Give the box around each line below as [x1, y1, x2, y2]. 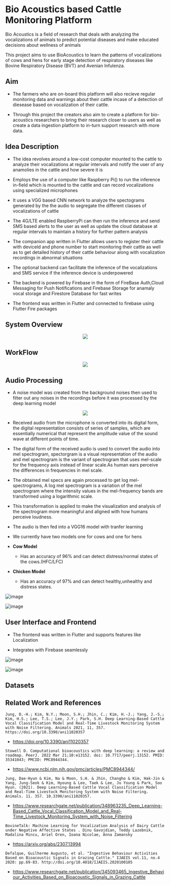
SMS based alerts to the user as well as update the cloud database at [12, 223, 158, 229]
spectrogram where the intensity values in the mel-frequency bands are [12, 488, 163, 494]
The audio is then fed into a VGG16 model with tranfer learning [12, 524, 143, 530]
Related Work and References [5, 698, 101, 707]
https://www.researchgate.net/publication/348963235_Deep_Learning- [12, 803, 162, 809]
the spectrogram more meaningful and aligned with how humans [12, 509, 148, 514]
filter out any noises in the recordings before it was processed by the [12, 395, 157, 401]
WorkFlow [5, 348, 39, 356]
